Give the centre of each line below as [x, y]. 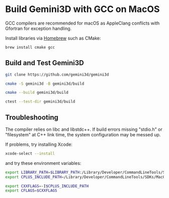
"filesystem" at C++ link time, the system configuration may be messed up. [83, 134]
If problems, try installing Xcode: [39, 144]
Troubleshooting [32, 117]
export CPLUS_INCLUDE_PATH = [35, 177]
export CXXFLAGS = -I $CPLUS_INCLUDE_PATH [47, 186]
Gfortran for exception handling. [38, 28]
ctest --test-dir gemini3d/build [40, 102]
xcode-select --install [30, 153]
